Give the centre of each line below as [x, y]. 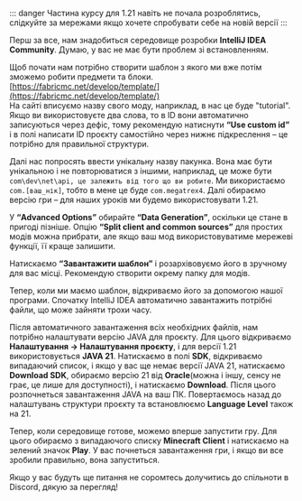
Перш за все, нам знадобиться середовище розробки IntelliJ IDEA [138, 40]
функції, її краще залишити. [62, 246]
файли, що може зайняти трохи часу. [81, 310]
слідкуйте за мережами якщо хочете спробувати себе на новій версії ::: [149, 23]
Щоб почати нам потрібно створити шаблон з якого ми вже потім [136, 67]
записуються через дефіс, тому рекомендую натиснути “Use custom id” [150, 125]
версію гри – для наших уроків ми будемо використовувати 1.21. [134, 199]
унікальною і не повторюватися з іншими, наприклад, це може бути [141, 171]
